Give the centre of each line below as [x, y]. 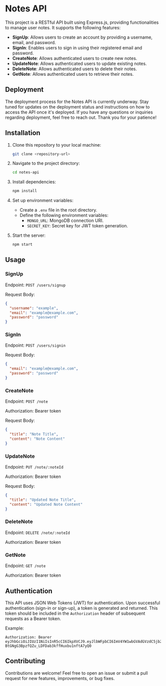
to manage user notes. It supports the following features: [63, 27]
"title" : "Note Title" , [34, 434]
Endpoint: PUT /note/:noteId [34, 467]
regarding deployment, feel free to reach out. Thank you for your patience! [81, 117]
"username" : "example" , [34, 308]
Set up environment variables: [43, 201]
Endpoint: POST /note [27, 401]
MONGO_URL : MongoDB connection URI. [65, 220]
